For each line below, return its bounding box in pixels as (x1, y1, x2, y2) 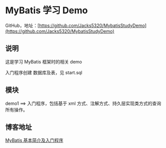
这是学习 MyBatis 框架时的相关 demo (5, 58, 82, 65)
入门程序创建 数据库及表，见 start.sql (5, 69, 82, 75)
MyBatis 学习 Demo (5, 5, 88, 16)
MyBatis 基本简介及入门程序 (5, 137, 63, 143)
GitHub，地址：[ (5, 22, 39, 28)
